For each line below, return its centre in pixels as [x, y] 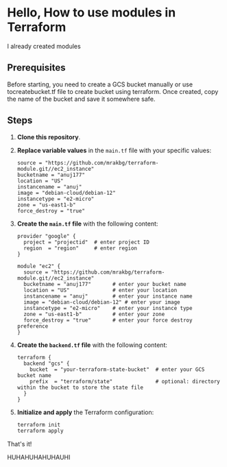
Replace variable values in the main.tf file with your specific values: [114, 150]
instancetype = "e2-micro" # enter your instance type [108, 308]
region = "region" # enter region [80, 248]
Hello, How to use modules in [92, 13]
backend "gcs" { [47, 363]
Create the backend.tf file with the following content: [92, 345]
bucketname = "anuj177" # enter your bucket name [105, 284]
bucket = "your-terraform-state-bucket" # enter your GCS [117, 369]
